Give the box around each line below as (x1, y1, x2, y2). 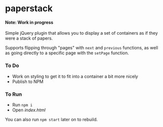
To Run (5, 91, 22, 98)
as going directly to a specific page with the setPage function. (5, 50, 129, 56)
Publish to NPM (12, 79, 44, 85)
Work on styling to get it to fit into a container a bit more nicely (12, 73, 139, 79)
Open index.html (12, 107, 46, 113)
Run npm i (12, 102, 33, 107)
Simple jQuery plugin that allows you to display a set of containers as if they (5, 30, 158, 36)
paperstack (5, 3, 53, 14)
